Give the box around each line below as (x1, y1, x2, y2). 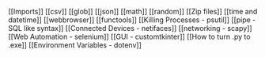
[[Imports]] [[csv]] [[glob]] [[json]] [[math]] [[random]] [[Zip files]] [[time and (8, 7, 258, 16)
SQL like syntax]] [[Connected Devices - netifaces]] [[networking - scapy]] (8, 24, 252, 32)
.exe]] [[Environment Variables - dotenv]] (8, 40, 142, 50)
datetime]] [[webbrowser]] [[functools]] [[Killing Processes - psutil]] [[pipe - (8, 15, 256, 25)
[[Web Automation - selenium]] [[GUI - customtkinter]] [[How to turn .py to (8, 32, 251, 41)
